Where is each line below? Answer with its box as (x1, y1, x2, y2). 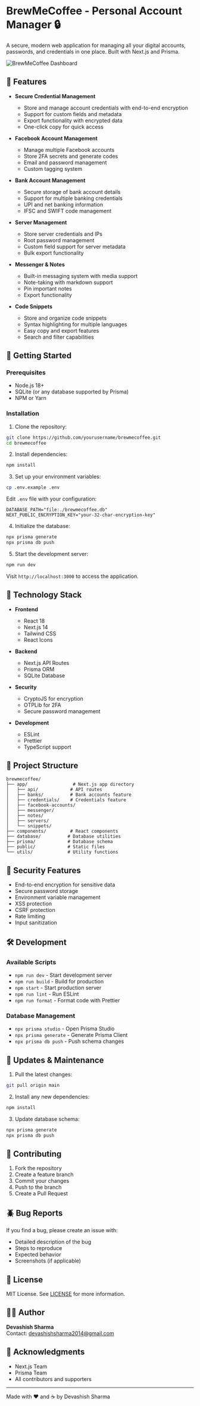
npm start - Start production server (14, 984, 102, 991)
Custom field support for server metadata (23, 243, 126, 250)
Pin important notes (23, 285, 73, 292)
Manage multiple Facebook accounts (23, 146, 115, 153)
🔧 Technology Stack (6, 590, 82, 600)
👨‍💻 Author (6, 1308, 45, 1318)
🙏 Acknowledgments (6, 1347, 85, 1357)
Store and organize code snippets (23, 314, 107, 321)
